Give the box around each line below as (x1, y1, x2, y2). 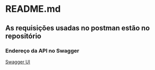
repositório (5, 31, 42, 40)
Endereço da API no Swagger (5, 47, 80, 54)
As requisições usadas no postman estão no (5, 24, 150, 32)
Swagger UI (5, 59, 31, 65)
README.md (5, 3, 61, 15)
